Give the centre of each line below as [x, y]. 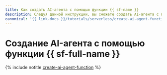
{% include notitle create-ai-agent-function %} [53, 68]
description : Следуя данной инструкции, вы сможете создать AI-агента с [82, 14]
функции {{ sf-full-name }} [63, 54]
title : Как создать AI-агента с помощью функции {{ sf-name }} [72, 10]
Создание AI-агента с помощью [75, 43]
